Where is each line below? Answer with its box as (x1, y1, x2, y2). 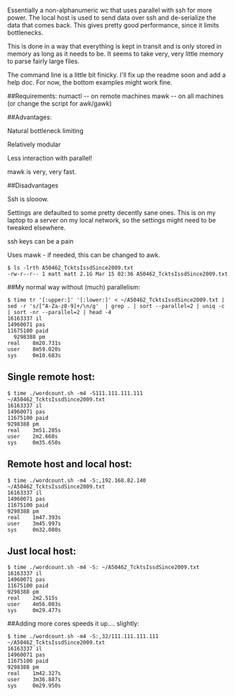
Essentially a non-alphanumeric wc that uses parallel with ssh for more (7, 6, 212, 14)
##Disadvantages (7, 181, 58, 189)
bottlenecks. (7, 28, 44, 37)
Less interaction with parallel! (7, 154, 93, 162)
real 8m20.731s (7, 340, 61, 347)
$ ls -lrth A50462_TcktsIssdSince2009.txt (7, 264, 134, 271)
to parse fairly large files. (7, 57, 80, 66)
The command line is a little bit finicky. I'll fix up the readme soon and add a (7, 70, 227, 79)
